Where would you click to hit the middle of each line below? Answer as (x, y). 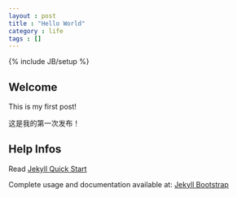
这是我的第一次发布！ (44, 123)
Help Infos (35, 150)
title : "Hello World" (47, 24)
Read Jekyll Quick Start (48, 169)
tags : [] (25, 39)
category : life (36, 31)
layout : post (33, 16)
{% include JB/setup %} (49, 62)
